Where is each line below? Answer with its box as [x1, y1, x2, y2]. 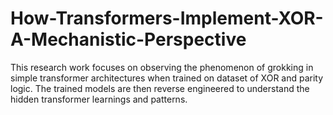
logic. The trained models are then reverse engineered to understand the [10, 82, 310, 94]
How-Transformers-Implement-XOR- [10, 7, 324, 30]
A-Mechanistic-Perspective [10, 28, 247, 51]
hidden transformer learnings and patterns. [10, 93, 188, 105]
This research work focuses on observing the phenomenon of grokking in [10, 61, 314, 73]
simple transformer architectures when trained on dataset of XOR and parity [10, 72, 324, 84]
